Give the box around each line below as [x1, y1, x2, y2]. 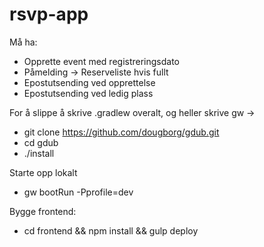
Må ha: [9, 36, 38, 48]
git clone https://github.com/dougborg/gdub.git [23, 126, 220, 138]
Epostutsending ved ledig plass [23, 87, 154, 99]
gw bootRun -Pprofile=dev [23, 186, 134, 198]
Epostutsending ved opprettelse [23, 76, 156, 88]
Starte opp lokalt [9, 166, 78, 178]
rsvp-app [9, 3, 89, 26]
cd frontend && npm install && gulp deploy [23, 224, 199, 237]
